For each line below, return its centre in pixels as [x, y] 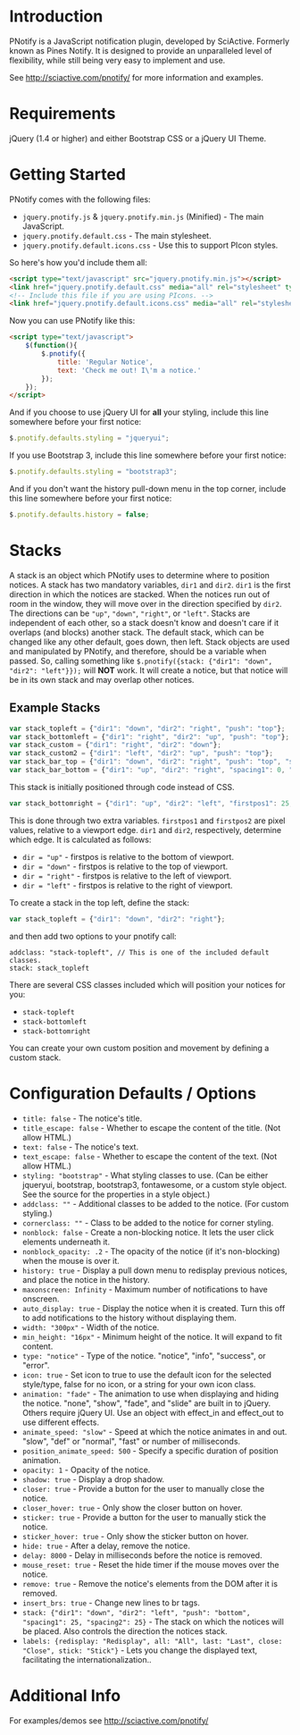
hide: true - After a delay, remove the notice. [106, 1545]
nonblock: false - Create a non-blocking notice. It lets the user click [148, 1232]
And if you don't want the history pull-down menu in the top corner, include [148, 489]
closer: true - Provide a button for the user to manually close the [143, 1488]
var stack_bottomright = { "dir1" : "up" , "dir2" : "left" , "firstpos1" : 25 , [151, 803]
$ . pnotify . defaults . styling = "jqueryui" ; [89, 438]
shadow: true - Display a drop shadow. [93, 1479]
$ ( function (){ [51, 346]
